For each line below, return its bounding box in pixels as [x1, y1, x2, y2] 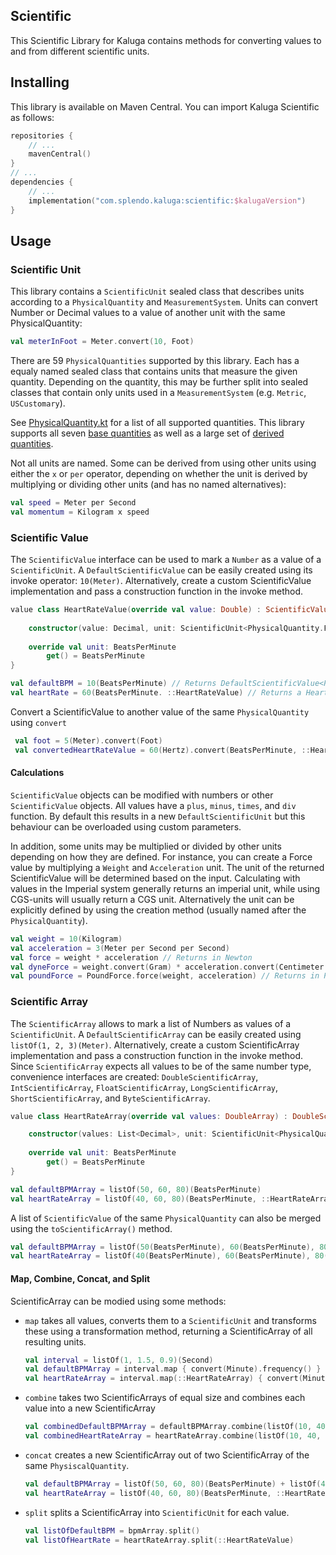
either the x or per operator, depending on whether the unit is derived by [10, 468, 308, 480]
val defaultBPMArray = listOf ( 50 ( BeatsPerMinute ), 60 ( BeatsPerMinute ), [10, 1242, 315, 1252]
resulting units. [24, 1335, 87, 1348]
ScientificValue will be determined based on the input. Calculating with [10, 872, 301, 884]
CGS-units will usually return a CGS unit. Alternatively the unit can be [10, 893, 295, 905]
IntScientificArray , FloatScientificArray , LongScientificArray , [10, 1081, 279, 1093]
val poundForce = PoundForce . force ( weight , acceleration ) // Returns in [10, 971, 320, 981]
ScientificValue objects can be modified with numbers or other [10, 789, 274, 801]
